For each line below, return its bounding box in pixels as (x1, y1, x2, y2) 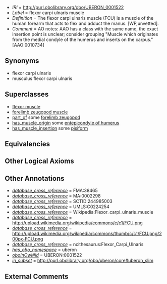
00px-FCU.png (12, 236, 43, 242)
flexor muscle (12, 103, 41, 109)
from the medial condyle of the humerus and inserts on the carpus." (12, 36, 153, 43)
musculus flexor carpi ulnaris (12, 75, 73, 82)
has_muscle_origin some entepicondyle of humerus (12, 119, 120, 126)
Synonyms (5, 57, 39, 65)
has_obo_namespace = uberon (12, 247, 77, 253)
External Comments (5, 272, 69, 280)
